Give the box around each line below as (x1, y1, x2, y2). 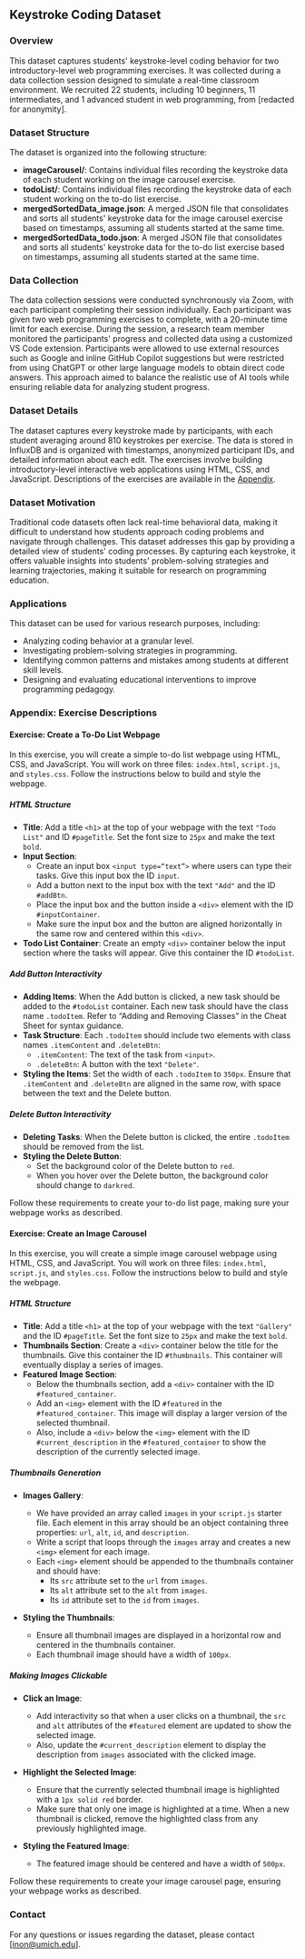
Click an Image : (22, 1693, 83, 1704)
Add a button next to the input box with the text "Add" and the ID (35, 880, 276, 891)
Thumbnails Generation (9, 1467, 102, 1478)
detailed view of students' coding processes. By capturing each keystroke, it (9, 545, 296, 556)
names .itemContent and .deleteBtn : (22, 1040, 161, 1051)
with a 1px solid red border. (35, 1794, 143, 1805)
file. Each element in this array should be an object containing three (35, 1517, 289, 1528)
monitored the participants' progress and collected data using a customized (9, 334, 293, 345)
